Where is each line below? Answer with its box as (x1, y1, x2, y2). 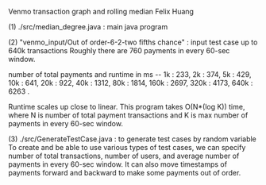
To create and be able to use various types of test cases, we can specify (8, 143, 246, 152)
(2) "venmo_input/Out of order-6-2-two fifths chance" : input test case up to (8, 37, 258, 47)
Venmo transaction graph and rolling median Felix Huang (8, 7, 195, 16)
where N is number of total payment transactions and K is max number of (8, 110, 249, 120)
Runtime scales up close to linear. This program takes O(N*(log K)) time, (8, 102, 245, 111)
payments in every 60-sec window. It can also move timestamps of (8, 160, 228, 169)
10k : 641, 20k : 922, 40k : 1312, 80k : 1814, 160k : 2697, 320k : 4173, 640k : (8, 79, 253, 87)
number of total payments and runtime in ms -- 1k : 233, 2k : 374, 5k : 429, (8, 70, 252, 79)
